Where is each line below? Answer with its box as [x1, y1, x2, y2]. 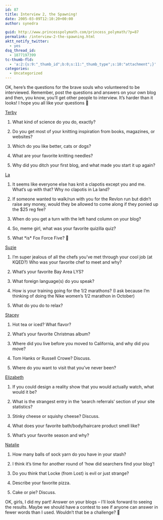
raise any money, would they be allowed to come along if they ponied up [12, 201, 159, 207]
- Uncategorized [9, 71, 43, 76]
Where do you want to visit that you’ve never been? [12, 365, 116, 371]
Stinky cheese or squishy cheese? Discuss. [12, 413, 100, 419]
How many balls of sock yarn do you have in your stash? [12, 451, 126, 457]
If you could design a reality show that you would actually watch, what [12, 384, 154, 389]
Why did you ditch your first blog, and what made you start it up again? [12, 163, 156, 168]
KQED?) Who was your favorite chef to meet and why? [12, 259, 122, 265]
